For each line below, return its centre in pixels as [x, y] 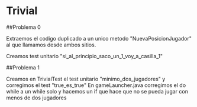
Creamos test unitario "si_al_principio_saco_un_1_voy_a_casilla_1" [85, 56]
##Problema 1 [23, 67]
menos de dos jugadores [36, 98]
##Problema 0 [24, 27]
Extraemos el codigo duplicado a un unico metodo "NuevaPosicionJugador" [99, 38]
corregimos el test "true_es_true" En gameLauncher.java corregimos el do [96, 85]
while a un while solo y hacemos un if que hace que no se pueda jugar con [97, 91]
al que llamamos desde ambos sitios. [51, 45]
